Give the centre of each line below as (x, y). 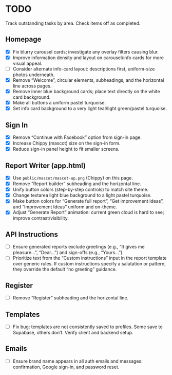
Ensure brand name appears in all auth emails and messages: (78, 361)
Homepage (23, 39)
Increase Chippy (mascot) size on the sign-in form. (66, 143)
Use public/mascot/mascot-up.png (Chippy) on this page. (73, 178)
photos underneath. (34, 75)
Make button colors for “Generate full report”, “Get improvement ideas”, (88, 201)
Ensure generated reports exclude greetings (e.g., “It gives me (79, 247)
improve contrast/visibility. (41, 218)
